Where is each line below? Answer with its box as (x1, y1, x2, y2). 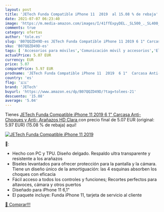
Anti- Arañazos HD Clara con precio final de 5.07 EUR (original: (28, 117, 155, 123)
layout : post (5, 7, 32, 12)
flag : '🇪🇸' (5, 80, 29, 85)
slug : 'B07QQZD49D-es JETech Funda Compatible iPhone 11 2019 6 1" (5, 39, 145, 44)
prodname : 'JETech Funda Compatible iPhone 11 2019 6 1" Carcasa (5, 71, 147, 76)
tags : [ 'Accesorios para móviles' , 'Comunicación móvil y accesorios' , (5, 48, 154, 53)
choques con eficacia (12, 171, 56, 177)
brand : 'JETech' (5, 84, 38, 90)
